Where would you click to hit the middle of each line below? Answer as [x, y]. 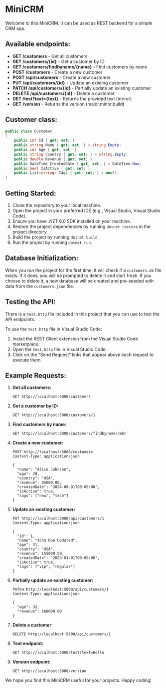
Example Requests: [36, 376]
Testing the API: [30, 302]
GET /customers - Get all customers [50, 56]
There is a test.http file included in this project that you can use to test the [83, 314]
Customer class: [31, 120]
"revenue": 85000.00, [40, 483]
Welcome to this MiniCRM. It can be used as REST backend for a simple [79, 23]
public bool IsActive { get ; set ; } [52, 168]
